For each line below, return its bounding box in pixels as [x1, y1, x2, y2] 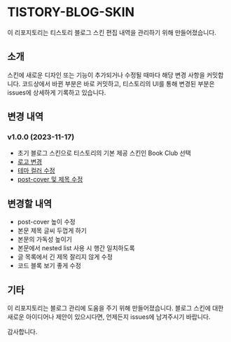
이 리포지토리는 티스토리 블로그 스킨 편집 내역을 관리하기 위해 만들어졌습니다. [7, 28, 217, 36]
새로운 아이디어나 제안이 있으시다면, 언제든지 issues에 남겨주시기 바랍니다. [7, 313, 211, 321]
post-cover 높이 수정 [17, 218, 76, 226]
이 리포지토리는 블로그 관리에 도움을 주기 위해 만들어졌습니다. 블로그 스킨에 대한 [7, 304, 224, 313]
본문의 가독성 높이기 [17, 235, 72, 244]
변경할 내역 [7, 198, 52, 210]
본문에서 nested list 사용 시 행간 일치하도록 [17, 244, 135, 252]
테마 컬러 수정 [17, 166, 55, 175]
